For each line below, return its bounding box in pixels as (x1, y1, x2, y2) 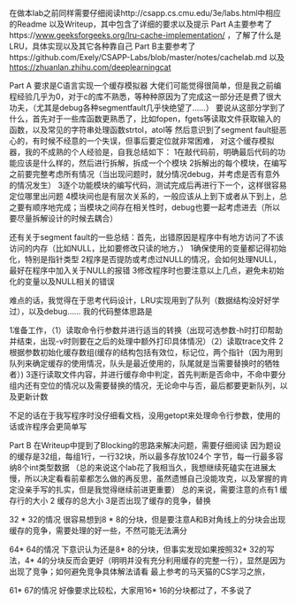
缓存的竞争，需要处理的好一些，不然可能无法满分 (9, 525, 187, 536)
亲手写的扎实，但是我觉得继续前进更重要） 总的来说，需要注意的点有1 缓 (24, 484, 288, 494)
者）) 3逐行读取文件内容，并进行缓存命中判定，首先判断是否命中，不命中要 (9, 369, 278, 379)
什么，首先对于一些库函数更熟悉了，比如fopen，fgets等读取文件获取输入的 (9, 113, 281, 124)
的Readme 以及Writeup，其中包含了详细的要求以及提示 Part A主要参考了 (9, 19, 272, 29)
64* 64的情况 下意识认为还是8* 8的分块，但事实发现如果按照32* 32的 (9, 544, 267, 554)
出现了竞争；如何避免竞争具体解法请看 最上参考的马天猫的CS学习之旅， (9, 566, 270, 577)
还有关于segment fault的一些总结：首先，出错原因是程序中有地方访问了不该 (9, 232, 285, 242)
